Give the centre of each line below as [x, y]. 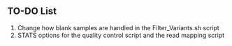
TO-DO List [32, 11]
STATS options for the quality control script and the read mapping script [121, 35]
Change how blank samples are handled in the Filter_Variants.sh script [118, 27]
